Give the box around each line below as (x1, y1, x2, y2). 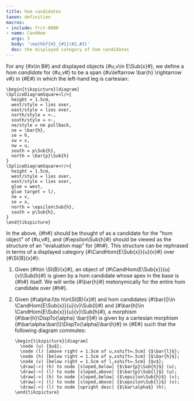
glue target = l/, (11, 188, 57, 195)
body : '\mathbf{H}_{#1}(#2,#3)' (11, 42, 91, 47)
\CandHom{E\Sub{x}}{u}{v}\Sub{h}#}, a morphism (14, 308, 137, 315)
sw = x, (11, 137, 30, 143)
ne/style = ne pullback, (11, 122, 72, 128)
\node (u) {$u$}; (20, 343, 63, 349)
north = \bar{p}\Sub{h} (11, 153, 69, 158)
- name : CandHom (6, 30, 46, 36)
